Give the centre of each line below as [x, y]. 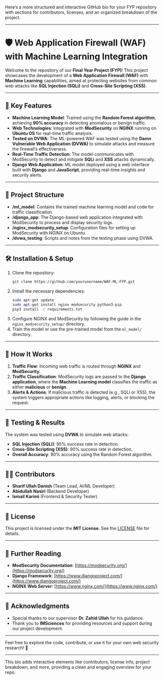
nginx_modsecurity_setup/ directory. [49, 324]
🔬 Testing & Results [35, 423]
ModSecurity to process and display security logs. [63, 222]
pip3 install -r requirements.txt [47, 309]
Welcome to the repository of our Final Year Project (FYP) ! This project [76, 70]
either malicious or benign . [40, 387]
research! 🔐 [17, 648]
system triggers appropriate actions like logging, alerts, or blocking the [83, 397]
